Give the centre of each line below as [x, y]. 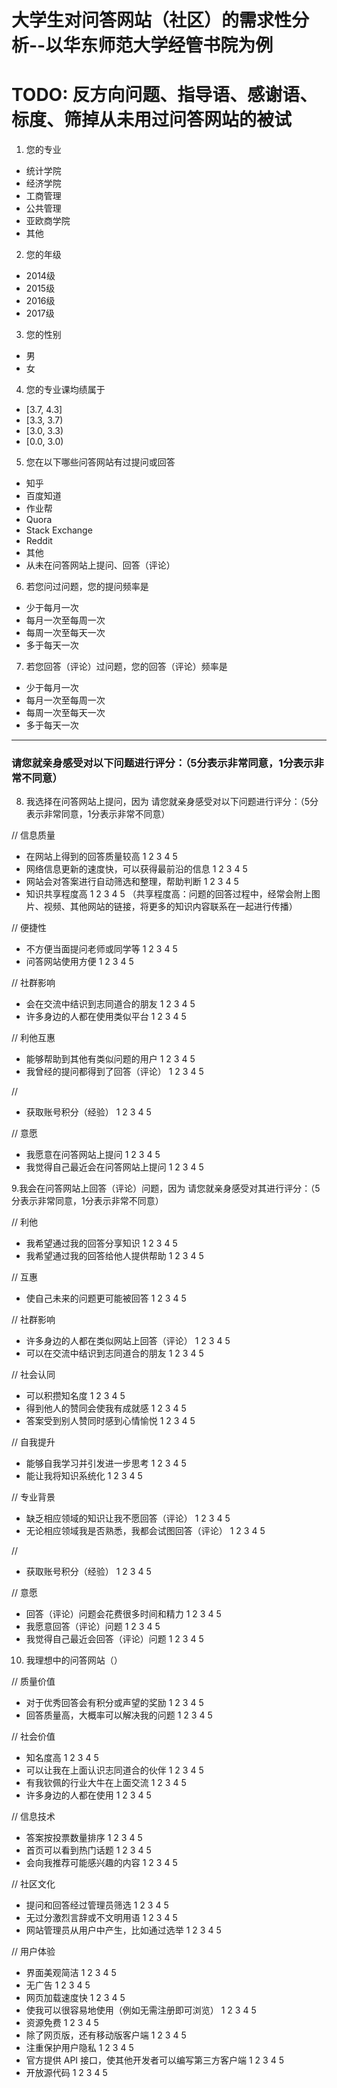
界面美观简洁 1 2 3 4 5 [71, 1973]
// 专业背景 [33, 1497]
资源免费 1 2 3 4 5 [62, 2023]
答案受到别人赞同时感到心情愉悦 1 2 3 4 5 [110, 1421]
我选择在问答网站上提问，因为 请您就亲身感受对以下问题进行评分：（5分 [172, 802]
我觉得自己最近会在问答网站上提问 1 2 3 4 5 [114, 1167]
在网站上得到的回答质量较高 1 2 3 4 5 [101, 857]
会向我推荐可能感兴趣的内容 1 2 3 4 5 [101, 1863]
